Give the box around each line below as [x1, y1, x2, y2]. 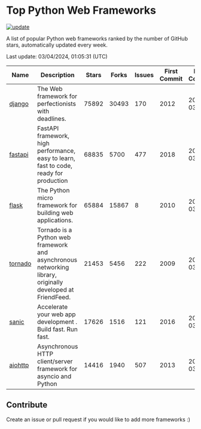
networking [36, 263, 69, 271]
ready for [36, 168, 63, 177]
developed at [36, 285, 74, 293]
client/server [36, 357, 73, 365]
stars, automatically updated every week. [6, 41, 108, 48]
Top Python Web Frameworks [6, 4, 157, 17]
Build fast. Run [36, 325, 78, 333]
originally [36, 278, 63, 286]
